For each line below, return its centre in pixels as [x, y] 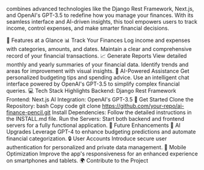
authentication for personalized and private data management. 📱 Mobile [97, 147]
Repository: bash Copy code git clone [54, 106]
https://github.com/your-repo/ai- [143, 106]
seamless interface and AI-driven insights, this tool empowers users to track [102, 22]
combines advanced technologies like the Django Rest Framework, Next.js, [100, 9]
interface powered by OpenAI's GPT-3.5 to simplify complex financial [93, 84]
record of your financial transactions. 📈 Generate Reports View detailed [97, 56]
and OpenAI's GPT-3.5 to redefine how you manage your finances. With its [100, 15]
